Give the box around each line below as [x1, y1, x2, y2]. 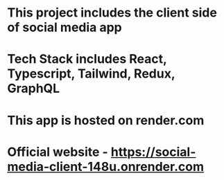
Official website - [7, 144, 109, 160]
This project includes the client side [7, 5, 217, 21]
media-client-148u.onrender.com [7, 159, 205, 174]
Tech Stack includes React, [7, 51, 167, 67]
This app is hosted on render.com [7, 112, 205, 128]
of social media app [7, 19, 123, 35]
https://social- [110, 144, 196, 160]
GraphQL [7, 81, 60, 96]
